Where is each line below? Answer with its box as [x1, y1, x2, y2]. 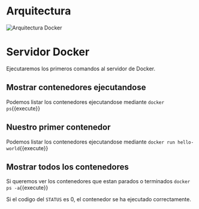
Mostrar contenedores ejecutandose [6, 82, 146, 92]
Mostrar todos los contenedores [6, 162, 129, 172]
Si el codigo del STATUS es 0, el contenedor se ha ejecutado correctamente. [6, 196, 192, 203]
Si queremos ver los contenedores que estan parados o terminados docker [6, 178, 191, 185]
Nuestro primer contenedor [6, 122, 111, 133]
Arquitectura [6, 4, 71, 18]
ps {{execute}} [6, 104, 41, 112]
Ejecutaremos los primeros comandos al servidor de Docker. [6, 65, 156, 72]
